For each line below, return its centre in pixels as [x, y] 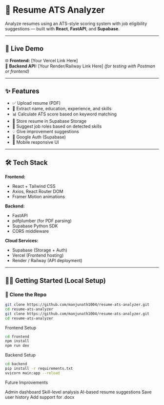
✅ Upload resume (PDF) [36, 103]
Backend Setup [20, 355]
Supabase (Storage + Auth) [40, 250]
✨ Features [22, 91]
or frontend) [17, 71]
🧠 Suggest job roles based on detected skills [57, 126]
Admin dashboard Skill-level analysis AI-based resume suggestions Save [79, 392]
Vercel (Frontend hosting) [38, 255]
